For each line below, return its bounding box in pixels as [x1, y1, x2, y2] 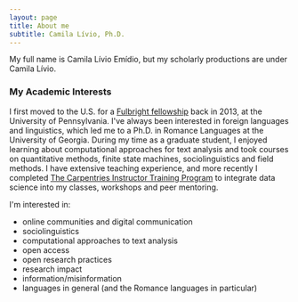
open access [21, 244, 69, 255]
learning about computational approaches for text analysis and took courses [9, 143, 289, 154]
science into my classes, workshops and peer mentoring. [9, 182, 219, 192]
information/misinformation [21, 273, 123, 283]
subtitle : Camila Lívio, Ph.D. [9, 29, 125, 38]
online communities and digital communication [21, 216, 193, 227]
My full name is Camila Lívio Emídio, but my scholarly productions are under [9, 54, 287, 65]
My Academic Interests [9, 86, 112, 98]
